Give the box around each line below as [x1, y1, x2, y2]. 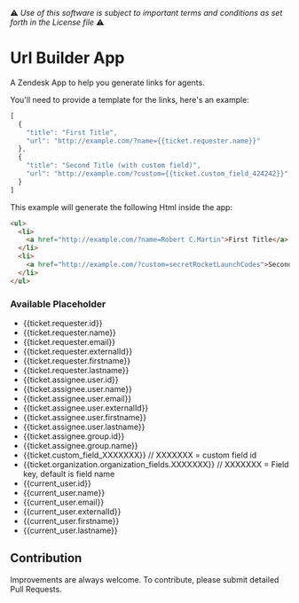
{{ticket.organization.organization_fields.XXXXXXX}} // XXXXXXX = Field [22, 458, 289, 469]
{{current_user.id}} [22, 478, 91, 489]
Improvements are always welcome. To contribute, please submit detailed [10, 574, 279, 584]
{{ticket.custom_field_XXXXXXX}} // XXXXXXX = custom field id [22, 450, 257, 460]
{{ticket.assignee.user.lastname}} [22, 421, 146, 432]
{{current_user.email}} [22, 497, 105, 507]
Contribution [10, 551, 83, 566]
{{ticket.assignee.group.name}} [22, 440, 138, 450]
